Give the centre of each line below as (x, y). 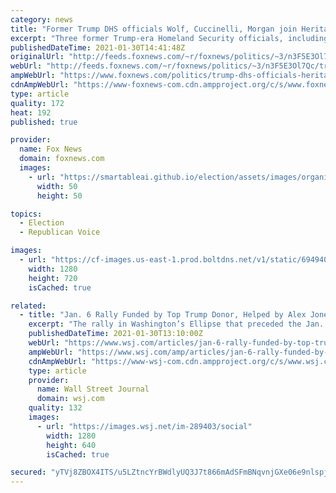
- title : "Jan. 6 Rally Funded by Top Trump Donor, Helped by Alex (163, 315)
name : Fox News (51, 149)
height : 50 (59, 196)
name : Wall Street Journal (93, 389)
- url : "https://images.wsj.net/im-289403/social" (144, 426)
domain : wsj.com (70, 399)
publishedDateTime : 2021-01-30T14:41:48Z (98, 47)
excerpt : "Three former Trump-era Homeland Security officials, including (169, 38)
